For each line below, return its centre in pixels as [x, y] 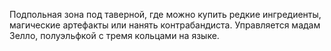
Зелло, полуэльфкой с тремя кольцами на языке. [114, 35]
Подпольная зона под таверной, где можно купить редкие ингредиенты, [165, 14]
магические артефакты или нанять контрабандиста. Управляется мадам [165, 25]
